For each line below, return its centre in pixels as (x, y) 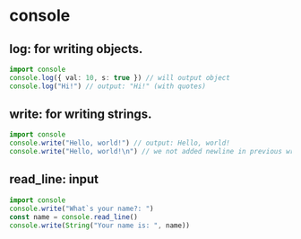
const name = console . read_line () (74, 217)
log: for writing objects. (76, 49)
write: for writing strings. (81, 115)
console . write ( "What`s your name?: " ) (82, 208)
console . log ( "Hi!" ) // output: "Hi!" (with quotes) (107, 86)
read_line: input (54, 179)
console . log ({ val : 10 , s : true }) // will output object (120, 77)
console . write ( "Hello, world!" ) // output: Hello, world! (120, 143)
